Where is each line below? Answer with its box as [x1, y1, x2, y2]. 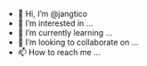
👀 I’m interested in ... [17, 18, 94, 29]
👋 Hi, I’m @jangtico [17, 9, 87, 19]
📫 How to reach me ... [17, 47, 101, 57]
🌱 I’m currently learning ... [17, 28, 113, 37]
